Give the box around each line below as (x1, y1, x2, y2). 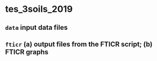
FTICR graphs (5, 48, 49, 56)
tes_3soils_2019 (5, 3, 73, 15)
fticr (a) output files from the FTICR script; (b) (5, 40, 153, 48)
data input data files (5, 23, 68, 32)
